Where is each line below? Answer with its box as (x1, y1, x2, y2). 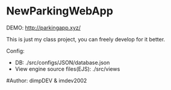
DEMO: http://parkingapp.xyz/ (6, 24, 81, 31)
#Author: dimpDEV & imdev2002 (6, 77, 87, 84)
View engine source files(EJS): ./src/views (14, 65, 120, 73)
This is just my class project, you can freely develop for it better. (6, 35, 166, 43)
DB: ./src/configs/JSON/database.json (14, 59, 110, 66)
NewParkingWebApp (6, 4, 113, 18)
